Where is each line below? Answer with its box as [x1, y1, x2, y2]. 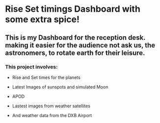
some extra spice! [5, 14, 80, 25]
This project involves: [5, 63, 58, 70]
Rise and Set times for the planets [12, 74, 81, 80]
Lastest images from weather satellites [12, 103, 91, 109]
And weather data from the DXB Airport [12, 112, 92, 118]
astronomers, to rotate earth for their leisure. [5, 49, 145, 57]
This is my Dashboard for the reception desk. [5, 33, 146, 42]
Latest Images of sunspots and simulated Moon [12, 84, 108, 90]
